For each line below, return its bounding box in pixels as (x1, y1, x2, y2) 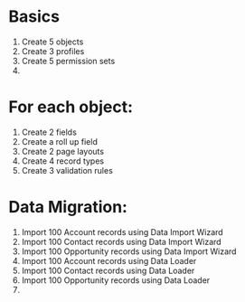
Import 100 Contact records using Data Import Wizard (21, 236, 222, 247)
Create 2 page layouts (21, 146, 105, 156)
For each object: (8, 97, 133, 118)
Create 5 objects (21, 36, 84, 47)
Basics (8, 6, 61, 27)
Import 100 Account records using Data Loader (21, 255, 197, 266)
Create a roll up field (21, 136, 99, 146)
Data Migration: (8, 197, 128, 218)
